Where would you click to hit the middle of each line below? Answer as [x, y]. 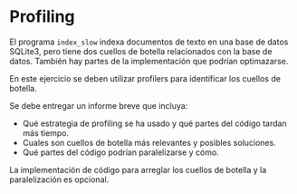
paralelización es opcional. [59, 179]
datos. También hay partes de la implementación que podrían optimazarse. [149, 61]
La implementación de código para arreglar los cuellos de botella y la [138, 170]
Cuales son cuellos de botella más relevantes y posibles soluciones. [149, 142]
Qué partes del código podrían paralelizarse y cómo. [120, 152]
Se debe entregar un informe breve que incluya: [99, 105]
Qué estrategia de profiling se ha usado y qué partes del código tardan [154, 123]
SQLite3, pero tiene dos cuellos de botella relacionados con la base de [141, 51]
